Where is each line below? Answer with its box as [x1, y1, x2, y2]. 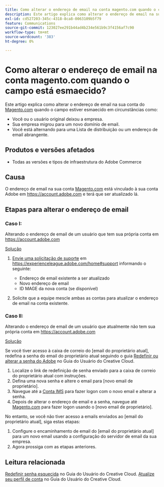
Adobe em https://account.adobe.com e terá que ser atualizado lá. [5, 191, 139, 197]
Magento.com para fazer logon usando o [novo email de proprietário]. [12, 404, 153, 410]
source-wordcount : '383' [5, 35, 56, 40]
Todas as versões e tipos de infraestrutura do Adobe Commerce [12, 159, 142, 164]
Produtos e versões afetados [5, 146, 95, 154]
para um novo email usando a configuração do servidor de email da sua [12, 434, 157, 440]
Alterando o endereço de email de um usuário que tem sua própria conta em [5, 231, 159, 237]
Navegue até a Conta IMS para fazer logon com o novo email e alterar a [12, 389, 156, 394]
